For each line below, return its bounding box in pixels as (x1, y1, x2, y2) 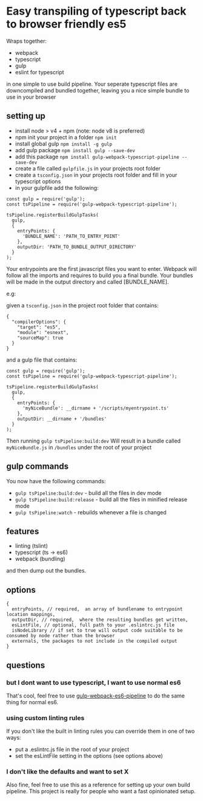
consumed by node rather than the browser (6, 633, 115, 639)
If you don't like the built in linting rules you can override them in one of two (6, 727, 195, 735)
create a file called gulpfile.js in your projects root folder (15, 164, 161, 172)
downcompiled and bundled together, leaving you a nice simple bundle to (6, 86, 190, 94)
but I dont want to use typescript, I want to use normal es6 (6, 678, 181, 687)
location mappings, (6, 612, 56, 618)
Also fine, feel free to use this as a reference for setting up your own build (6, 781, 191, 789)
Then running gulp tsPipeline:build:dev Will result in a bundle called (6, 437, 181, 444)
